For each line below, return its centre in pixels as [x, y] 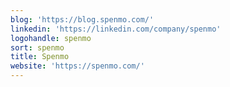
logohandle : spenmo [51, 38]
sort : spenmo [37, 47]
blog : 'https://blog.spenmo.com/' [82, 19]
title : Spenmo [40, 57]
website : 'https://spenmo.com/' [77, 66]
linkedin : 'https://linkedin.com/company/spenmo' [116, 29]
